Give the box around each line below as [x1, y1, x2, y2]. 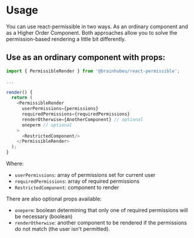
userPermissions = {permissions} [21, 106, 99, 112]
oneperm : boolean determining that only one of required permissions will [14, 207, 188, 213]
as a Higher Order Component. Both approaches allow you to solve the [6, 29, 178, 36]
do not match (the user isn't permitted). [14, 226, 111, 232]
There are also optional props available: [6, 195, 102, 202]
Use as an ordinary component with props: [6, 52, 166, 62]
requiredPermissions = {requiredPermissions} [21, 111, 131, 117]
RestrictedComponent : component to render [14, 184, 119, 191]
